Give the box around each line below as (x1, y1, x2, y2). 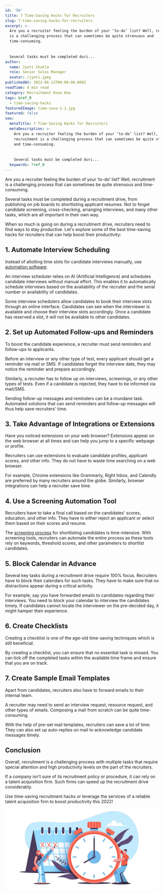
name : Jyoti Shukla (9, 64, 49, 69)
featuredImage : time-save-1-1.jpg (5, 105, 76, 111)
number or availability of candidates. (5, 289, 79, 295)
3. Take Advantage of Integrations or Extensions (5, 420, 155, 428)
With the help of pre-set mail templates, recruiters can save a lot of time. (5, 722, 151, 727)
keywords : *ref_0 (9, 163, 45, 167)
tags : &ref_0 (5, 95, 32, 100)
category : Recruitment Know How (5, 90, 71, 95)
